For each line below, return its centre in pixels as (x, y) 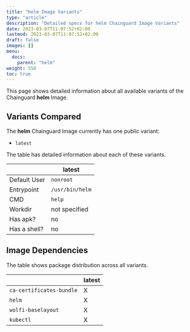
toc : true (19, 74)
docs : (19, 57)
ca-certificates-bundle (44, 290)
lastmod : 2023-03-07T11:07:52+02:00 (52, 35)
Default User (27, 180)
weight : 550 (21, 68)
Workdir (21, 210)
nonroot (62, 180)
